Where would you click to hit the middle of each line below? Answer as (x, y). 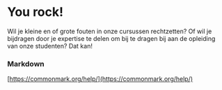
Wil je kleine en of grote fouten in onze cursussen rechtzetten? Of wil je (110, 31)
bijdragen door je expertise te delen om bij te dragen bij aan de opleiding (111, 38)
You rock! (35, 12)
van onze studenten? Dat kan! (50, 46)
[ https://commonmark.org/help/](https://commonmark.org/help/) (100, 79)
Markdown (26, 64)
